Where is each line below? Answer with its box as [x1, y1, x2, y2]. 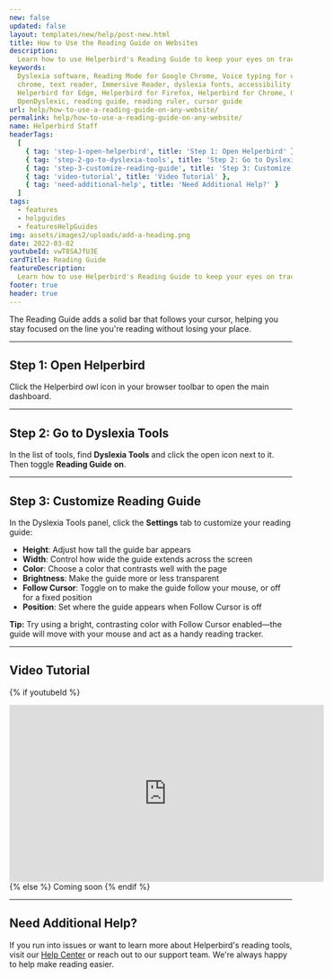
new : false [9, 13, 50, 22]
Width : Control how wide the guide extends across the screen [22, 554, 253, 565]
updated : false [9, 22, 66, 31]
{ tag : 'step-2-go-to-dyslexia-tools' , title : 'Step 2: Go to [25, 155, 263, 164]
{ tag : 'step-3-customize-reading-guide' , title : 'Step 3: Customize [25, 164, 292, 173]
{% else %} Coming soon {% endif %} [9, 881, 151, 892]
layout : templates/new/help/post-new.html [9, 30, 171, 39]
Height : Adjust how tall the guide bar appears [22, 544, 191, 555]
